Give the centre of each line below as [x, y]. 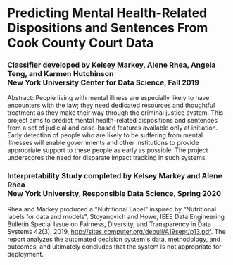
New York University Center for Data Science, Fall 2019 [103, 82]
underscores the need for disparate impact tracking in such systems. [107, 158]
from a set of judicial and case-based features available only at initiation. [113, 128]
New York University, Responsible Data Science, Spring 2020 [114, 194]
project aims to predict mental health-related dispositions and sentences [113, 121]
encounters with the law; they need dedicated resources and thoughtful [111, 105]
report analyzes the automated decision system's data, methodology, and [114, 239]
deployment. [25, 254]
